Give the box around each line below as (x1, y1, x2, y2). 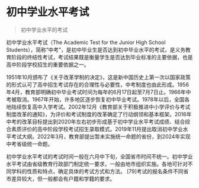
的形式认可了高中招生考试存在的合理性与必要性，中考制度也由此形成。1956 (6, 81, 190, 88)
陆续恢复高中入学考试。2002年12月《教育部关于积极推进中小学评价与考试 (11, 103, 191, 110)
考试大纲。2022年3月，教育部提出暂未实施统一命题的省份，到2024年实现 (11, 133, 191, 140)
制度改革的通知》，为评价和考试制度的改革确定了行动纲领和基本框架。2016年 (6, 110, 192, 117)
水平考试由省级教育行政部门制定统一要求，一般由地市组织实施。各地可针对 (6, 160, 188, 167)
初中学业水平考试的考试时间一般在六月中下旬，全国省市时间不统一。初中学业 (6, 152, 193, 160)
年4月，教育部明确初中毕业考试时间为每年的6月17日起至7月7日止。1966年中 (6, 88, 191, 95)
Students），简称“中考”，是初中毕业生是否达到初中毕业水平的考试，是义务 (6, 46, 186, 53)
